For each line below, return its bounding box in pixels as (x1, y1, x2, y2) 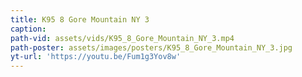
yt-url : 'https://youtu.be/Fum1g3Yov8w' (10, 52, 182, 62)
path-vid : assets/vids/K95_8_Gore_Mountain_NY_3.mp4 (10, 33, 235, 43)
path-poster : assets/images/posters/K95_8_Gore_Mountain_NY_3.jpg (10, 42, 293, 53)
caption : (10, 24, 47, 34)
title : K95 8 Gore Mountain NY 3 (10, 14, 150, 25)
